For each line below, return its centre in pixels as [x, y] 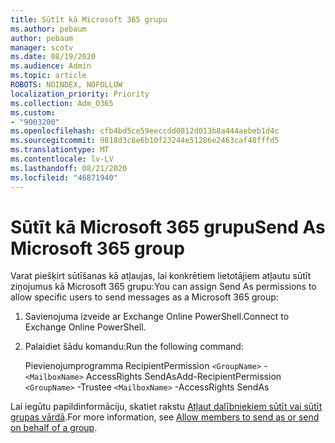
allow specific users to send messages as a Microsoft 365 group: [144, 297]
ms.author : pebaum [48, 29]
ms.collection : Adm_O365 [62, 103]
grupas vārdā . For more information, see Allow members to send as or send [165, 417]
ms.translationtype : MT [60, 150]
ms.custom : [33, 112]
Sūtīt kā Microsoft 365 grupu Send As [168, 227]
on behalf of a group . [54, 428]
